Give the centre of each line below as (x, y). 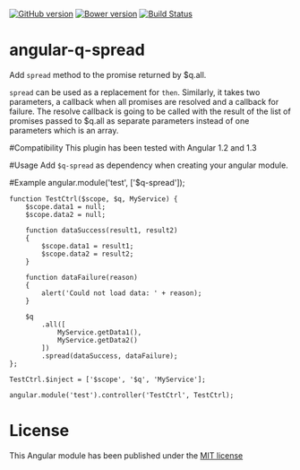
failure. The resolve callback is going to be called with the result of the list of (150, 111)
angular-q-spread (77, 50)
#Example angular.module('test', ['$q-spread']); (97, 182)
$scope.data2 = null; (65, 214)
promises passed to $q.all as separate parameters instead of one (129, 120)
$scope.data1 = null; (65, 206)
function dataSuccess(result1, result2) (102, 230)
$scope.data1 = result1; (88, 246)
